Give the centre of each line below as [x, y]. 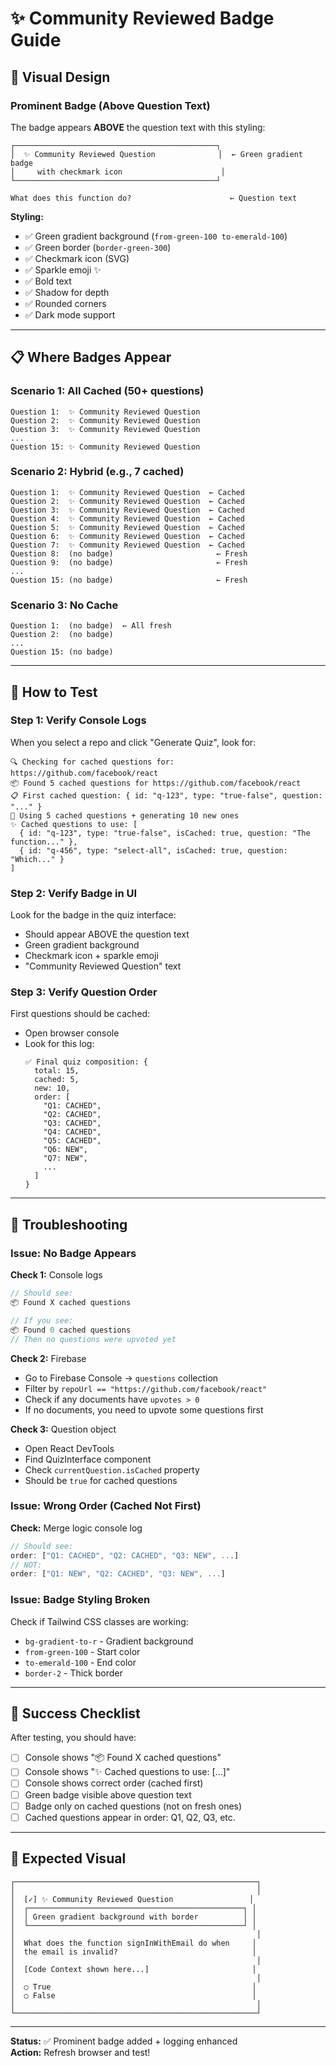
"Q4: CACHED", [72, 1132]
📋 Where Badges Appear [91, 357]
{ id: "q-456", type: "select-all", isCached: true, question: [153, 850]
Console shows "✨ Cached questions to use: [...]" [127, 1772]
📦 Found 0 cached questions [71, 1330]
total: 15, [57, 1071]
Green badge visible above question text [108, 1794]
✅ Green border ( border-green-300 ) [98, 247]
